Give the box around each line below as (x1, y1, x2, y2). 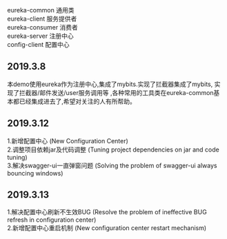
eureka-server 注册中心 (7, 32, 74, 40)
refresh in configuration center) (7, 216, 97, 224)
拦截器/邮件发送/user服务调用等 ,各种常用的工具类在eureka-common (19, 88, 214, 96)
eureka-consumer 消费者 (7, 23, 78, 31)
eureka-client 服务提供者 (7, 14, 77, 23)
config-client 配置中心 (7, 41, 70, 48)
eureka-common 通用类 (7, 6, 75, 14)
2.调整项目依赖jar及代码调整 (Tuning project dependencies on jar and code (7, 145, 219, 154)
